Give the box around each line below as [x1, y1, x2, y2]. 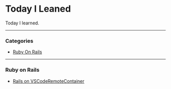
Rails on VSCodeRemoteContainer [12, 78, 85, 84]
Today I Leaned [5, 3, 71, 15]
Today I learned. [5, 20, 40, 26]
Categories [5, 37, 34, 44]
